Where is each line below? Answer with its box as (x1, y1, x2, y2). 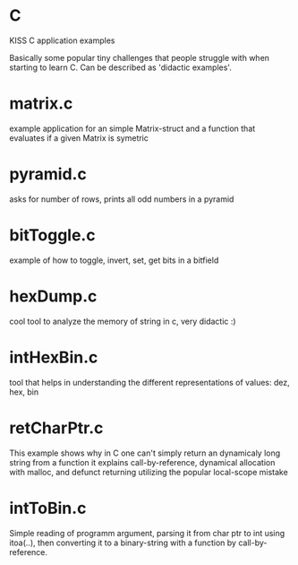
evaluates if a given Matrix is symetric (9, 132, 149, 143)
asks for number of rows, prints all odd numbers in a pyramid (9, 194, 234, 204)
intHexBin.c (9, 347, 98, 368)
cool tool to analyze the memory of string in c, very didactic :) (9, 316, 236, 326)
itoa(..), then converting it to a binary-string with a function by (9, 537, 237, 548)
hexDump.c (9, 286, 98, 306)
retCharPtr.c (9, 418, 104, 438)
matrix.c (9, 93, 73, 114)
